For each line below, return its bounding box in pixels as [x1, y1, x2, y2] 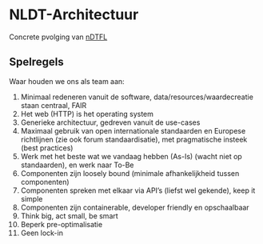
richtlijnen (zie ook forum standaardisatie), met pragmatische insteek [20, 134, 248, 144]
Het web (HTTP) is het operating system [20, 109, 154, 118]
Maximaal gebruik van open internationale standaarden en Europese [20, 126, 246, 135]
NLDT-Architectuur [9, 6, 139, 24]
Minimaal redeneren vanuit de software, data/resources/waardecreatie [20, 92, 254, 102]
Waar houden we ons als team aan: [9, 76, 125, 86]
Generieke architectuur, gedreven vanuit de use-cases [20, 118, 201, 127]
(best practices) [20, 142, 74, 153]
